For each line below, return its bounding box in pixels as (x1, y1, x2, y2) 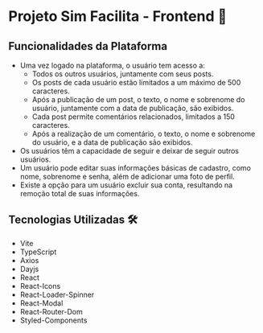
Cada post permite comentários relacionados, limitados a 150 (31, 112, 236, 121)
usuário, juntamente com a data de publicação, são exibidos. (31, 104, 234, 113)
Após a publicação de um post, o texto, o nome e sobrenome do (31, 95, 245, 104)
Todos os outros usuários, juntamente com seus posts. (31, 69, 214, 79)
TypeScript (19, 247, 57, 257)
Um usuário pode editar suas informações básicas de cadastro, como (19, 163, 252, 172)
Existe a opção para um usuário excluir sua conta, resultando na (19, 180, 233, 190)
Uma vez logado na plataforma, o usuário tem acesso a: (19, 60, 205, 70)
